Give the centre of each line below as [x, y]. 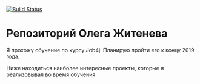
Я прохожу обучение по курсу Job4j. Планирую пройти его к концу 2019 [100, 50]
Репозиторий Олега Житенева [87, 34]
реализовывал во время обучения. [52, 74]
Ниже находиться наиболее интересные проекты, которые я [85, 68]
